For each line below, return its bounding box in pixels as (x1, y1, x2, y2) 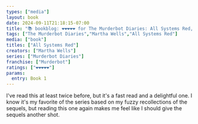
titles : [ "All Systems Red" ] (6, 43, 79, 49)
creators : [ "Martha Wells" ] (6, 48, 77, 54)
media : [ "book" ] (6, 37, 47, 43)
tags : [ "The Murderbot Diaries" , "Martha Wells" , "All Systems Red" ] (6, 31, 178, 37)
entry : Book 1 (11, 75, 47, 81)
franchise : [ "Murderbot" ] (6, 59, 71, 65)
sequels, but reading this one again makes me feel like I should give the (6, 105, 182, 112)
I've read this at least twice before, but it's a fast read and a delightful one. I (6, 92, 193, 99)
